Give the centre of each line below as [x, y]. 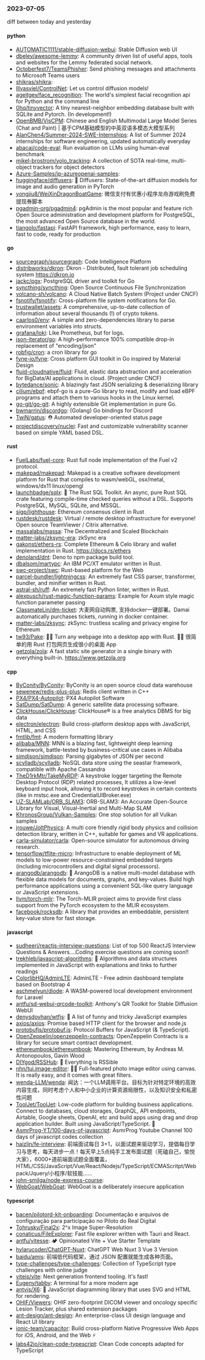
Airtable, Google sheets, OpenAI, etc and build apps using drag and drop [107, 1117]
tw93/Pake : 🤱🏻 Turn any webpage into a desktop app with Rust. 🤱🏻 [100, 636]
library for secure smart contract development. [74, 1043]
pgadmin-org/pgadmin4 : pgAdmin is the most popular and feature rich [104, 208]
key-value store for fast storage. [56, 918]
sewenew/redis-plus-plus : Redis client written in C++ [82, 692]
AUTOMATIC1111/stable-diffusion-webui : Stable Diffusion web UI [96, 49]
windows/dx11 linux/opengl [50, 486]
